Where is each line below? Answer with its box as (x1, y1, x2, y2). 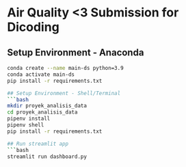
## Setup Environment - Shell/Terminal (7, 90, 121, 97)
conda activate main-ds (7, 70, 75, 78)
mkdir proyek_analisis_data (7, 103, 88, 110)
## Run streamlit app (7, 140, 69, 147)
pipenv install (7, 115, 51, 123)
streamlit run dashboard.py (7, 153, 88, 160)
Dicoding (7, 19, 59, 35)
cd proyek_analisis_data (7, 109, 78, 116)
